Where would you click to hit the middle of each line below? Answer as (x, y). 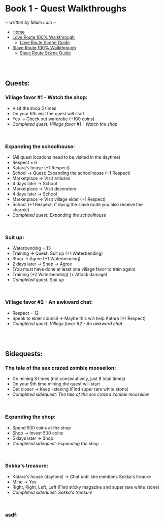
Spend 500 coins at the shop (42, 427)
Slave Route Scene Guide (45, 53)
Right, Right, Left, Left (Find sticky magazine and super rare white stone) (86, 487)
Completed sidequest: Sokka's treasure (52, 492)
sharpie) (21, 210)
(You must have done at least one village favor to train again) (74, 269)
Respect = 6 (25, 162)
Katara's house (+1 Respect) (41, 167)
